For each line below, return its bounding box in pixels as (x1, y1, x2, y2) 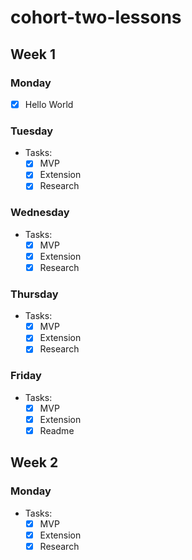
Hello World (24, 98, 74, 110)
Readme (39, 424, 75, 436)
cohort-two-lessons (10, 6, 182, 29)
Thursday (10, 287, 59, 301)
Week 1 (10, 46, 56, 63)
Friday (10, 369, 42, 383)
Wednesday (10, 206, 70, 220)
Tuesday (10, 124, 54, 138)
